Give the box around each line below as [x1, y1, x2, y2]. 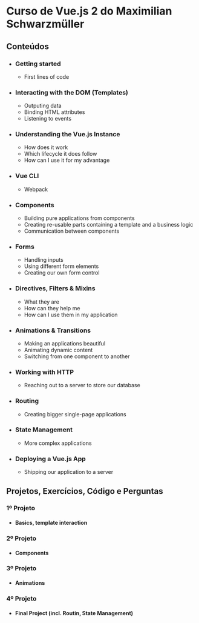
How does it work [24, 144, 68, 151]
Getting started [15, 59, 62, 68]
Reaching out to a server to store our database [24, 382, 140, 389]
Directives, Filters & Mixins [15, 284, 96, 293]
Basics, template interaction [15, 519, 88, 527]
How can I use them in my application [24, 311, 118, 318]
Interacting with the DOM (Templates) [15, 88, 128, 96]
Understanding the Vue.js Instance [15, 130, 120, 139]
